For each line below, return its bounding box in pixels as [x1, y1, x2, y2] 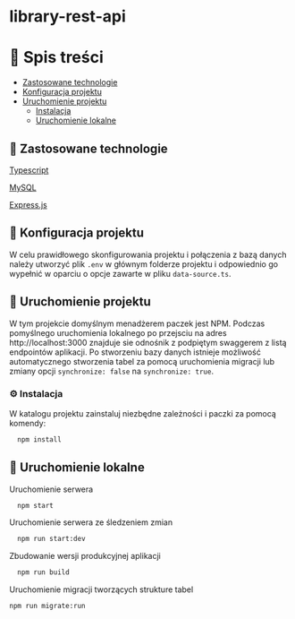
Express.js [9, 199, 47, 210]
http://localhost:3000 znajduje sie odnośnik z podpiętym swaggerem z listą [9, 337, 287, 348]
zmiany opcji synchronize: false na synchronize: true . [9, 365, 215, 376]
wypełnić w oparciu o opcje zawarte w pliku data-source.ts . [9, 268, 232, 279]
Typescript [9, 164, 49, 176]
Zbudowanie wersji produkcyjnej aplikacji [9, 551, 161, 562]
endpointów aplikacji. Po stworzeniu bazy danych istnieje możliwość [9, 347, 261, 357]
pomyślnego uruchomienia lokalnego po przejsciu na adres [9, 327, 227, 338]
